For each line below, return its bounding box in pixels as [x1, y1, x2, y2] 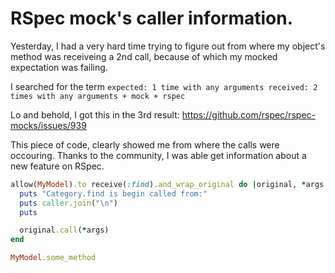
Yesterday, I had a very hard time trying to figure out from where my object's [10, 40, 326, 52]
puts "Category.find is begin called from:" [19, 188, 208, 199]
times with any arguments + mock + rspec [10, 91, 186, 101]
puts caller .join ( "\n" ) [19, 198, 118, 208]
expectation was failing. [10, 61, 108, 73]
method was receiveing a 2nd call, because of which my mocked [10, 50, 278, 62]
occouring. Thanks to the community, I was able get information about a [10, 149, 307, 161]
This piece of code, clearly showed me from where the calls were [10, 138, 280, 151]
